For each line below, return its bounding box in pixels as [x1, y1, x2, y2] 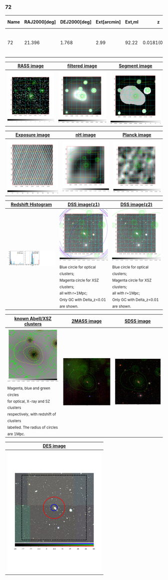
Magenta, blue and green [7, 385, 50, 391]
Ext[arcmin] [95, 19, 121, 25]
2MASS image [71, 318, 102, 324]
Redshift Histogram [10, 202, 52, 208]
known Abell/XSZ [14, 315, 52, 322]
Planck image [122, 132, 151, 138]
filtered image [67, 63, 97, 69]
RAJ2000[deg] [24, 19, 56, 25]
